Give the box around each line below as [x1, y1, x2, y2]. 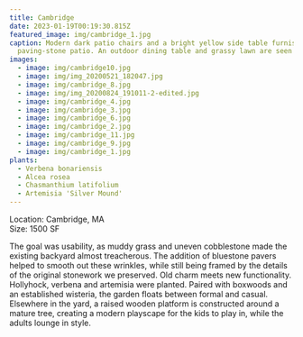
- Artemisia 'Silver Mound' [17, 189, 124, 198]
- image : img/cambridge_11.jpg [17, 131, 135, 140]
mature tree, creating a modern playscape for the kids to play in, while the [9, 308, 284, 318]
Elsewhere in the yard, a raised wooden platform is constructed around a [9, 298, 280, 309]
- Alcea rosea [17, 172, 70, 181]
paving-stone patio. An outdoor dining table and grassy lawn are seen [17, 47, 293, 56]
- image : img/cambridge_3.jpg [17, 105, 131, 114]
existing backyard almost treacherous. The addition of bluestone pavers [9, 250, 277, 261]
